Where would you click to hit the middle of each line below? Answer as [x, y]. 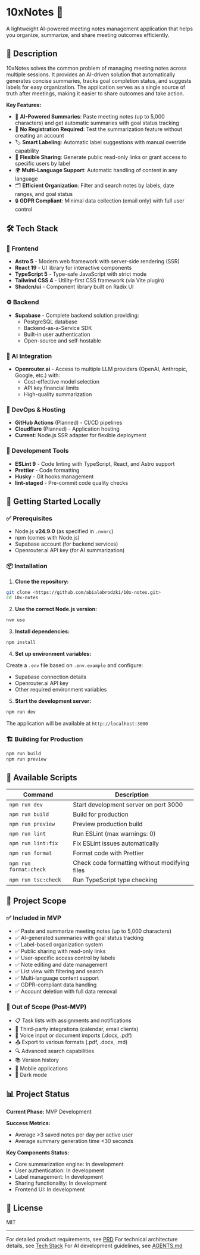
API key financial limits [51, 388]
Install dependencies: [42, 631]
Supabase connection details [50, 677]
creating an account [39, 135]
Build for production [101, 814]
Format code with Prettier [108, 853]
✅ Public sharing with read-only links [60, 951]
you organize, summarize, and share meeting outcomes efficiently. [88, 35]
